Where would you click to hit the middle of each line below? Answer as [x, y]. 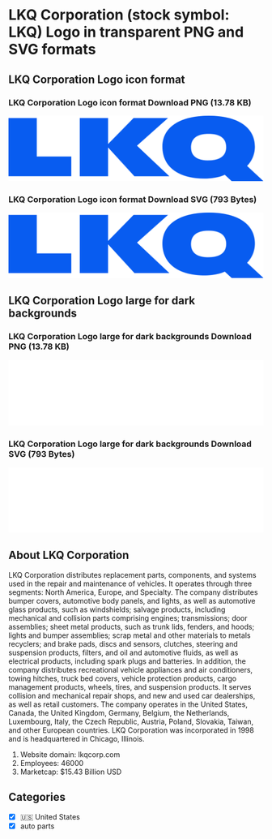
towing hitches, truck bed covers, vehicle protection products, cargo [123, 678]
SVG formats [52, 49]
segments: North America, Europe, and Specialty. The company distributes [133, 592]
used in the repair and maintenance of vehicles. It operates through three [130, 583]
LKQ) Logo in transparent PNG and [126, 32]
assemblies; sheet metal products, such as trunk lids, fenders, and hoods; [132, 626]
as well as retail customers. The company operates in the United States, [128, 704]
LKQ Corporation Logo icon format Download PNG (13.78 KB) [130, 102]
